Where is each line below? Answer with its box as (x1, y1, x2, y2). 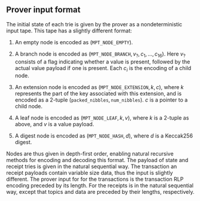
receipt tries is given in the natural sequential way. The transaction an (6, 163, 177, 170)
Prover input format (6, 5, 81, 15)
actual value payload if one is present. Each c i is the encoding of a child (14, 64, 192, 73)
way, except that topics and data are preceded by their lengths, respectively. (6, 188, 195, 196)
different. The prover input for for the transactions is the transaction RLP (6, 176, 184, 183)
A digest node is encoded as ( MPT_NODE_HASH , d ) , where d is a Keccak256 (14, 132, 193, 139)
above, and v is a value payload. (14, 121, 94, 128)
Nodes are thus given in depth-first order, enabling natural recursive (6, 150, 174, 157)
